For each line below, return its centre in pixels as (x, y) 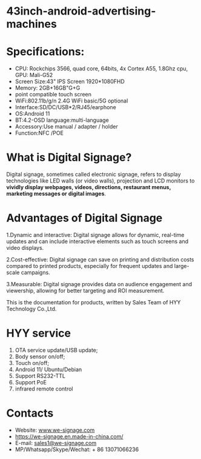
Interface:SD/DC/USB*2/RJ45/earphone (65, 107)
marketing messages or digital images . (56, 194)
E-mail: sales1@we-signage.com (56, 443)
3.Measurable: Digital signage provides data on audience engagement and (99, 284)
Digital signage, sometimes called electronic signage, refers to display (94, 175)
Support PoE (31, 382)
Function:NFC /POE (39, 133)
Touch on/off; (32, 363)
